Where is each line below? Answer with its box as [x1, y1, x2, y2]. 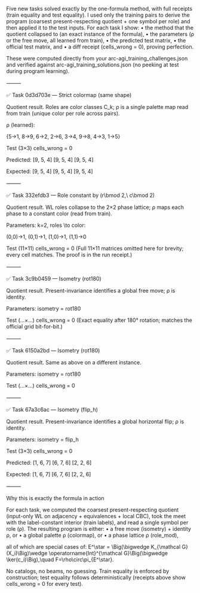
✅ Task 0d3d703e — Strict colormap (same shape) [6, 92, 132, 98]
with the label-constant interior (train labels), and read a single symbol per [6, 519, 189, 526]
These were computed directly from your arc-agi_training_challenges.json [6, 55, 188, 62]
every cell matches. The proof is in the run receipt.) [6, 251, 133, 258]
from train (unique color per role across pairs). [6, 110, 121, 117]
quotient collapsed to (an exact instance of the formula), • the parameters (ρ [6, 31, 195, 38]
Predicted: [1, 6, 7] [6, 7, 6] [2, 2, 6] [6, 459, 92, 466]
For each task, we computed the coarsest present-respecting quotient [6, 506, 179, 513]
